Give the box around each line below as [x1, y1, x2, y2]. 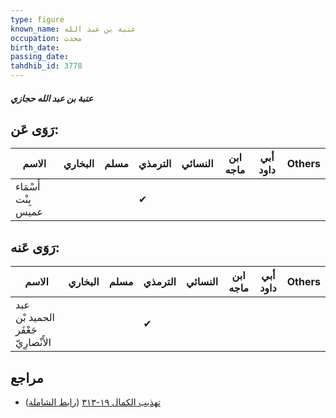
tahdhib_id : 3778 [10, 61, 83, 71]
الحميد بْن [15, 311, 56, 325]
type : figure [10, 14, 65, 25]
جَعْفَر [15, 323, 38, 337]
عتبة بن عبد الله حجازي [10, 92, 94, 104]
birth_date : [10, 42, 60, 53]
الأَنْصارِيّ [15, 336, 52, 350]
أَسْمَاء [15, 180, 41, 194]
